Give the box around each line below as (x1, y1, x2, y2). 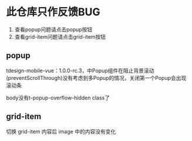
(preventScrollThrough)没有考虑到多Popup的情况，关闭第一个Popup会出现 (6, 74, 187, 81)
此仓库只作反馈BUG (6, 5, 101, 19)
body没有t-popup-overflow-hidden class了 (6, 94, 110, 101)
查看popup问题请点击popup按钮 (14, 26, 93, 33)
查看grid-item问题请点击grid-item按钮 (14, 33, 106, 40)
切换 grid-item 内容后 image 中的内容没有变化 (6, 127, 116, 135)
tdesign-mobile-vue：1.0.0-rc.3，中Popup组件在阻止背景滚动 (6, 67, 154, 74)
